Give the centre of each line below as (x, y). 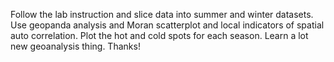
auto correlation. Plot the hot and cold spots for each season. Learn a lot (159, 35)
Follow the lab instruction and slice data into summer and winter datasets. (162, 14)
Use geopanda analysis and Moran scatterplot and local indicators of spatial (167, 25)
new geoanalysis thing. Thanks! (75, 46)
